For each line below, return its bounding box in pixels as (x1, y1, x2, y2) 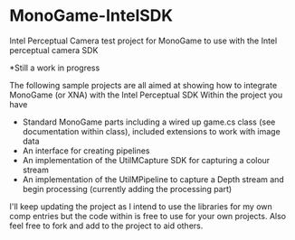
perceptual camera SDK (9, 44, 99, 55)
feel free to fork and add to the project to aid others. (9, 220, 204, 231)
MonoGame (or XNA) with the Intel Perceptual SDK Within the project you (9, 89, 283, 100)
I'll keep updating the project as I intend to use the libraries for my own (9, 200, 273, 212)
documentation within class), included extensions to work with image (22, 125, 281, 136)
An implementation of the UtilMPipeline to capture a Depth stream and (22, 173, 285, 185)
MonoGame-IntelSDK (9, 5, 174, 26)
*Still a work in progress (9, 62, 100, 73)
